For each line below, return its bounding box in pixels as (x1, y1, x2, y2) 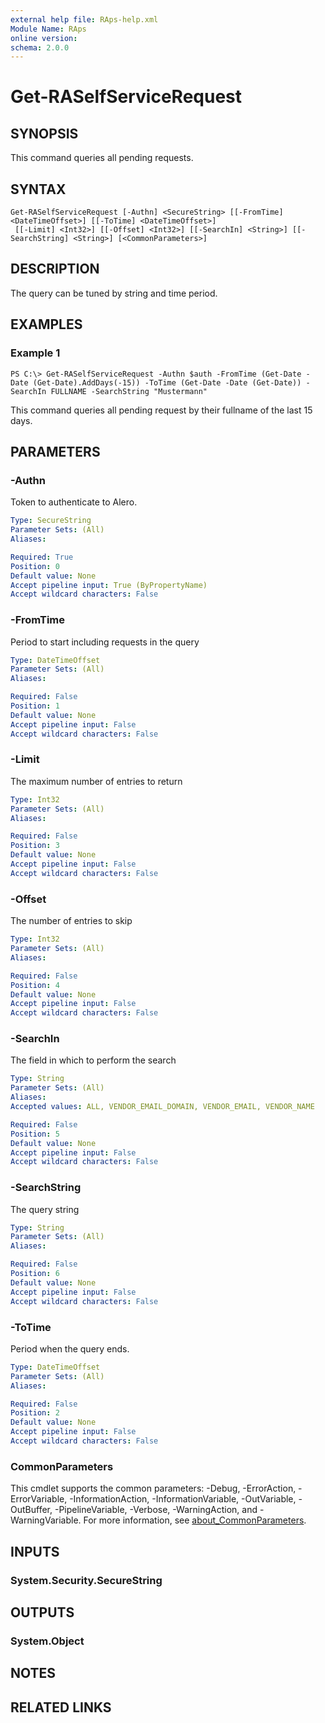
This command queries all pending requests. (10, 152, 194, 164)
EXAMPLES (10, 316, 83, 333)
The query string (10, 1203, 80, 1215)
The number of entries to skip (10, 915, 133, 927)
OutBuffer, (10, 1504, 53, 1516)
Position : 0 (10, 561, 60, 571)
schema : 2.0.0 (10, 42, 70, 53)
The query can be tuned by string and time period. (10, 287, 218, 299)
